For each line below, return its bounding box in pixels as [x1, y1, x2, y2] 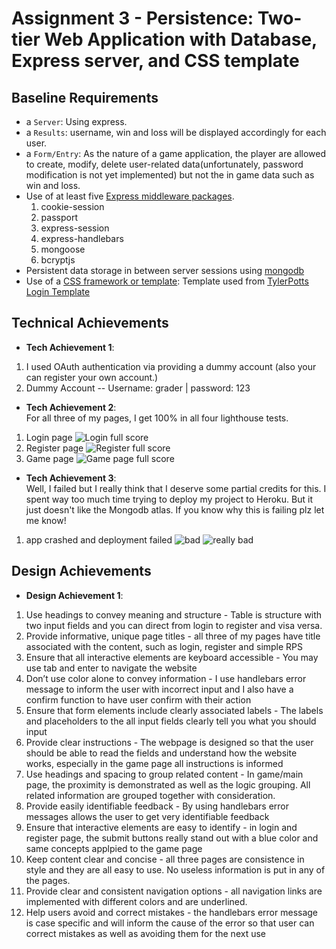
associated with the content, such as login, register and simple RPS [25, 640, 304, 652]
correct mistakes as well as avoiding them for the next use [25, 927, 266, 939]
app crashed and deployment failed [25, 533, 173, 546]
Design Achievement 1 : [25, 589, 124, 601]
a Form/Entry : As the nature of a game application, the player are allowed [25, 148, 327, 159]
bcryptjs [40, 254, 76, 266]
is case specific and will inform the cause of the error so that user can [25, 917, 315, 929]
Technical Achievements [11, 315, 169, 332]
